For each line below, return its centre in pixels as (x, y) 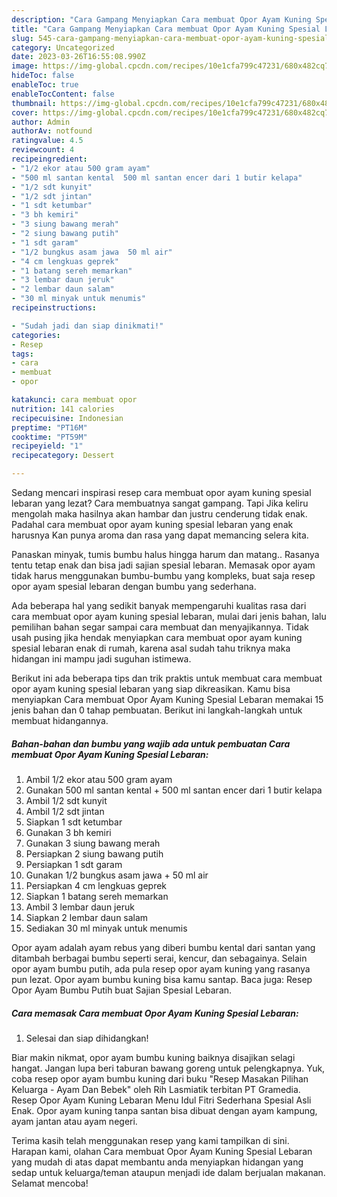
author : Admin (41, 122)
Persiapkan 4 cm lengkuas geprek (96, 885)
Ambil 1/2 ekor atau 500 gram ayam (99, 779)
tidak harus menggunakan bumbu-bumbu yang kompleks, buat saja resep (163, 575)
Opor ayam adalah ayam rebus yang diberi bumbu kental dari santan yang (163, 947)
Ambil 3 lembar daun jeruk (80, 907)
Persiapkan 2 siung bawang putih (94, 853)
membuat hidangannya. (60, 720)
